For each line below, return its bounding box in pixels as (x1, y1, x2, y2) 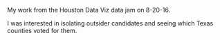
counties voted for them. (7, 27, 77, 34)
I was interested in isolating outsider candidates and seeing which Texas (7, 19, 214, 27)
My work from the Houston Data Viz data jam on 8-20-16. (7, 6, 171, 14)
